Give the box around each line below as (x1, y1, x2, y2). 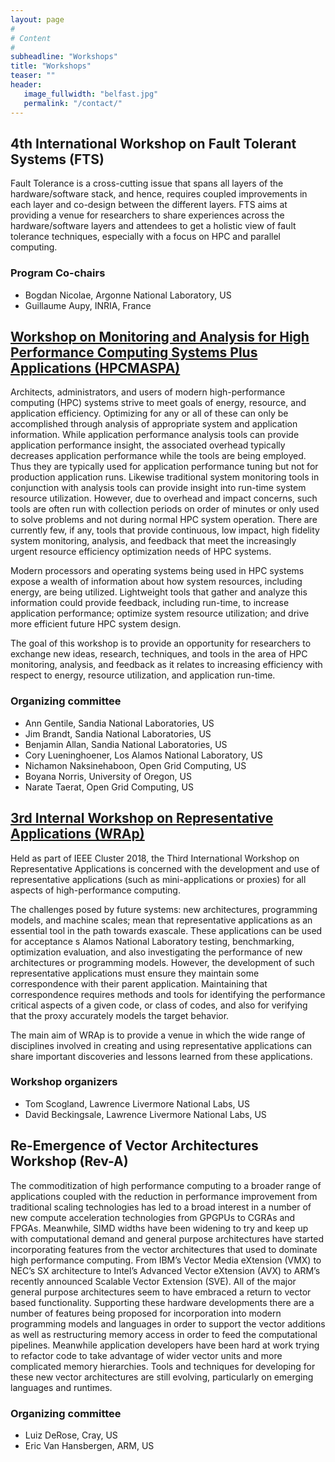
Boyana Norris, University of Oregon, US (24, 770, 192, 782)
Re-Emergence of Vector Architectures (10, 1137, 259, 1155)
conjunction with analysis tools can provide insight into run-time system (10, 482, 307, 494)
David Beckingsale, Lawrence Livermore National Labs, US (24, 1108, 267, 1120)
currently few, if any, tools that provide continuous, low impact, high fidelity (10, 524, 320, 536)
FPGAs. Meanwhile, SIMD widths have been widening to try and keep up (10, 1222, 309, 1234)
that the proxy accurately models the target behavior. (10, 1009, 230, 1021)
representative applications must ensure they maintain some (10, 967, 260, 979)
